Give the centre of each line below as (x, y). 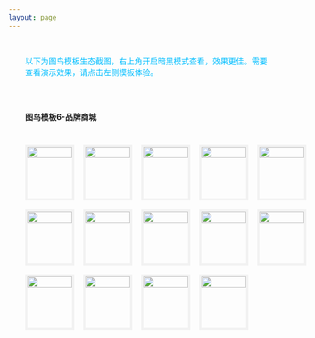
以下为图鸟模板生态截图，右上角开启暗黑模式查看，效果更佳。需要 (146, 61)
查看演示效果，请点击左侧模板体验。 (91, 72)
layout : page (33, 17)
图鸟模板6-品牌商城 (61, 116)
